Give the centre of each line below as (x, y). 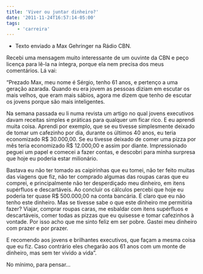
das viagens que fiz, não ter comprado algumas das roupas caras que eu (98, 177)
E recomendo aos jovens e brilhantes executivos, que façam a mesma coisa (101, 240)
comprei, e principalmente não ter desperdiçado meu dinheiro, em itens (96, 183)
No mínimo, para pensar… (38, 265)
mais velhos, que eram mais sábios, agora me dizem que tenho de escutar (99, 95)
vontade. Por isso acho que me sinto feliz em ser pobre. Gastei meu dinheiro (102, 222)
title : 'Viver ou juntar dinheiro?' (52, 12)
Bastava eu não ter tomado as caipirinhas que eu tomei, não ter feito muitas (101, 170)
